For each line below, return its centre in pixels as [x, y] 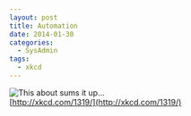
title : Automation [43, 26]
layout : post [34, 17]
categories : [31, 42]
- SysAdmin [38, 51]
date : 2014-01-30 [42, 34]
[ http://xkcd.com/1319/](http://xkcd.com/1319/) [95, 102]
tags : [19, 59]
